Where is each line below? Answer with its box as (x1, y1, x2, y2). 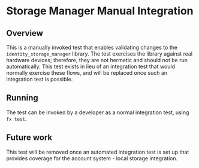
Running (6, 93, 39, 103)
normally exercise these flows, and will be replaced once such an (6, 69, 168, 76)
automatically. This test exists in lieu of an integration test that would (6, 63, 176, 70)
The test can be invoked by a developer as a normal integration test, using (6, 109, 189, 116)
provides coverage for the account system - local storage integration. (6, 154, 178, 162)
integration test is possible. (6, 76, 73, 83)
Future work (6, 133, 53, 143)
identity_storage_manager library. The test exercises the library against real (6, 50, 193, 57)
